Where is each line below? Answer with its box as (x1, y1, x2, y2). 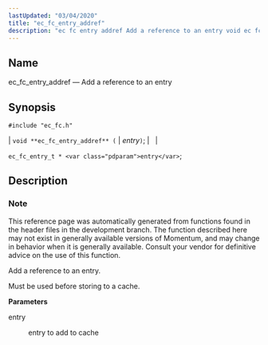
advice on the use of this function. (8, 250, 121, 260)
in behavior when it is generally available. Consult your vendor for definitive (8, 241, 257, 252)
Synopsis (8, 101, 56, 114)
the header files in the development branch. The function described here (8, 224, 247, 234)
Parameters (8, 296, 48, 306)
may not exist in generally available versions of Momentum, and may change (8, 233, 260, 243)
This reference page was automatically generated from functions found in (8, 216, 251, 226)
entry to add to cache (28, 327, 100, 337)
